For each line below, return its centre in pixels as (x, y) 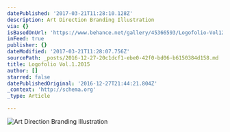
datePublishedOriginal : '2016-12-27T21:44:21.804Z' (82, 83)
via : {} (18, 26)
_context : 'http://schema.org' (52, 90)
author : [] (23, 70)
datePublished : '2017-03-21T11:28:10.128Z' (70, 13)
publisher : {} (27, 45)
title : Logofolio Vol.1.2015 (49, 64)
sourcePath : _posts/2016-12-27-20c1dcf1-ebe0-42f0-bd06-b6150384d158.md (113, 58)
